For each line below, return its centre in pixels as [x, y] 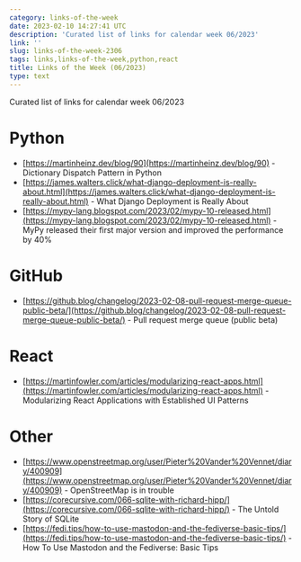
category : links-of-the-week [64, 18]
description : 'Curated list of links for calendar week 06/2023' [134, 34]
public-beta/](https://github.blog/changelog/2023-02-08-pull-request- [154, 310]
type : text [30, 76]
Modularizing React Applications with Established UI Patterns [135, 400]
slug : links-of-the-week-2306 [66, 51]
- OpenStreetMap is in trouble [120, 490]
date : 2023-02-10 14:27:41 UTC [68, 26]
